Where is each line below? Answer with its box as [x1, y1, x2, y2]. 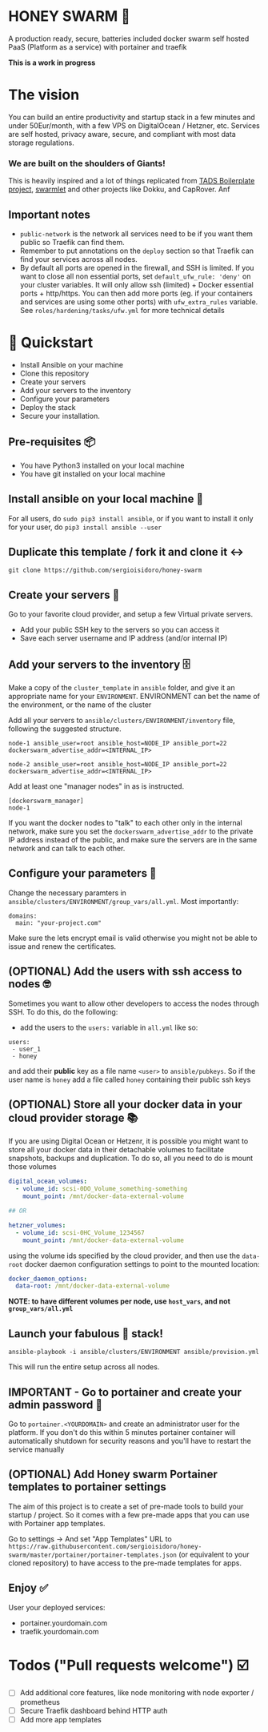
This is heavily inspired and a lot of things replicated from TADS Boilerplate [8, 176, 255, 186]
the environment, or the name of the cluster [8, 700, 152, 709]
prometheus [19, 1697, 60, 1706]
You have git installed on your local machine [19, 468, 166, 479]
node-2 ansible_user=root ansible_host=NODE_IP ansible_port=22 [8, 760, 227, 768]
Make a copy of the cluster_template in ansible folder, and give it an [8, 682, 235, 692]
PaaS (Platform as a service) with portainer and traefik [8, 42, 187, 51]
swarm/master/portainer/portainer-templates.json [8, 1551, 178, 1559]
